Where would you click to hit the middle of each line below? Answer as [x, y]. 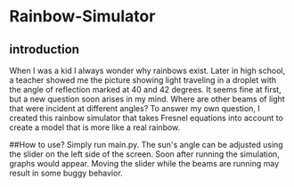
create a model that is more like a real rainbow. [95, 127]
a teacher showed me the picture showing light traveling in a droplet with [143, 80]
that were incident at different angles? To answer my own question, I [135, 108]
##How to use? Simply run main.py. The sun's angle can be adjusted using [146, 145]
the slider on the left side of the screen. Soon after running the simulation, [145, 154]
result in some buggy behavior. [66, 173]
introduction [45, 49]
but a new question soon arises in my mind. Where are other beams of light [147, 99]
